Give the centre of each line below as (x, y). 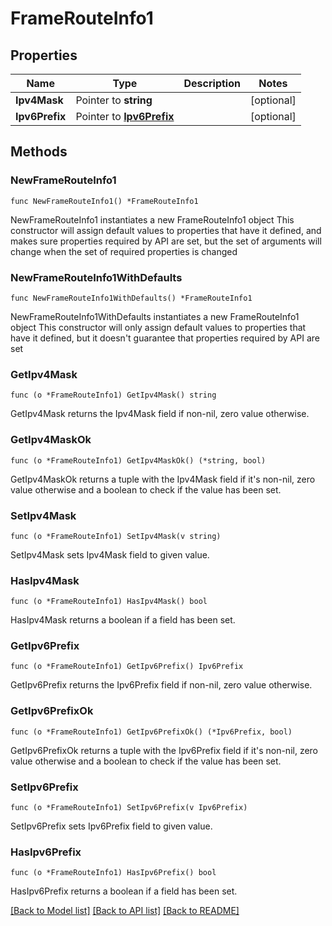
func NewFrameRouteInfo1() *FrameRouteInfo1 (104, 201)
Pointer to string (114, 100)
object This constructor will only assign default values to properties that (158, 327)
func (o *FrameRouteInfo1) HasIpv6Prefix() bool (113, 873)
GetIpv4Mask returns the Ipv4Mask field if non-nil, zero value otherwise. (160, 414)
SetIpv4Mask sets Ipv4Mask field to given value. (110, 554)
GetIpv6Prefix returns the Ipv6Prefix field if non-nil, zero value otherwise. (161, 685)
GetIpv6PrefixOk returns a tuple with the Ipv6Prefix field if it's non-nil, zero (164, 750)
